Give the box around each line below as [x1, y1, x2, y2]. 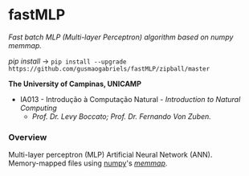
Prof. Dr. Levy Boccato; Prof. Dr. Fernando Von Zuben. [31, 111, 211, 121]
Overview [8, 131, 47, 142]
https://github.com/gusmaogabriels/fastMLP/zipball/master [8, 64, 210, 73]
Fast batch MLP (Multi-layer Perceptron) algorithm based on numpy [8, 32, 234, 42]
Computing [19, 103, 58, 113]
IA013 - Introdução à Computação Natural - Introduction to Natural [19, 94, 241, 104]
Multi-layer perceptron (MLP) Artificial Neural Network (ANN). [8, 150, 213, 160]
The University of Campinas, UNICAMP [8, 79, 142, 88]
